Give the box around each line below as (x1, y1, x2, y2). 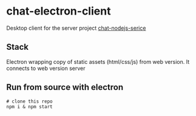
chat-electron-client (6, 4, 111, 18)
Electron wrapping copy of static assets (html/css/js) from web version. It (6, 58, 190, 65)
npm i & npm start (6, 103, 53, 110)
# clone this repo (6, 98, 53, 104)
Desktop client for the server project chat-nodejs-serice (6, 24, 146, 32)
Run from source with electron (6, 82, 123, 92)
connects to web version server (6, 64, 86, 72)
